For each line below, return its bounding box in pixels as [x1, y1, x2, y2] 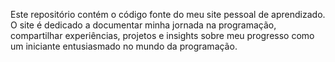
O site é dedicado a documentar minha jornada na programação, [10, 19, 277, 31]
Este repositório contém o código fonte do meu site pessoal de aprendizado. [10, 9, 326, 20]
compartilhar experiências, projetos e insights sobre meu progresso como [10, 30, 315, 41]
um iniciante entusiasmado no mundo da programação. [10, 40, 238, 52]
